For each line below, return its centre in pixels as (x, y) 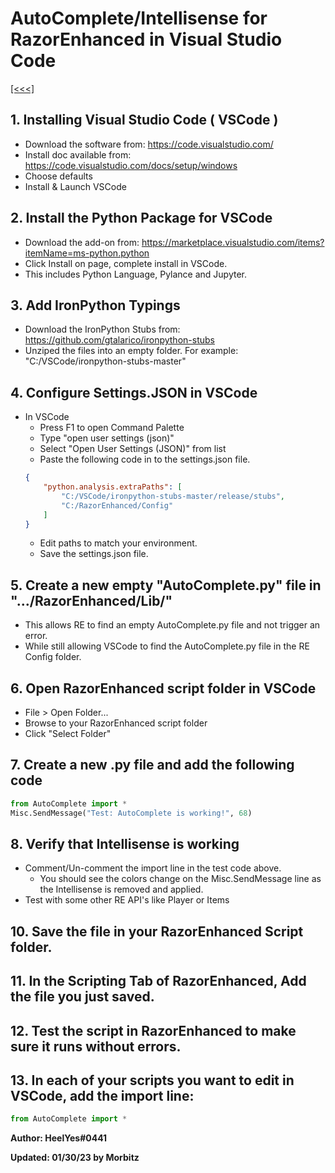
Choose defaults (58, 176)
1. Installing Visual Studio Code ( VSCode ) (144, 120)
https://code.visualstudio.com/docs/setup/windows (131, 165)
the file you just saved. (82, 997)
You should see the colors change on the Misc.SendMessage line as (180, 879)
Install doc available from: (78, 154)
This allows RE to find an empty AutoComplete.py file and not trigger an (172, 625)
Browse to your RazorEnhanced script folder (116, 723)
